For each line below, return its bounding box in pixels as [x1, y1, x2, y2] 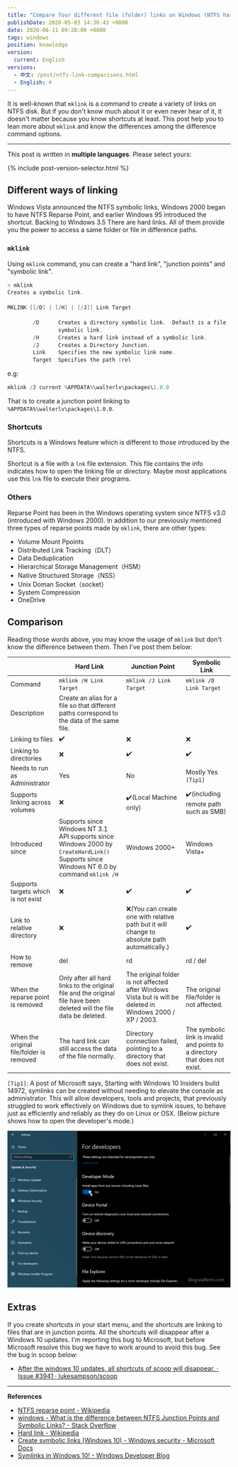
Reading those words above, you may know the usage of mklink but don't [7, 635, 222, 643]
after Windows [126, 985, 169, 993]
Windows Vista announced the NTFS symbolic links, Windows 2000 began [7, 203, 226, 212]
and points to [185, 1040, 225, 1049]
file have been [59, 996, 101, 1005]
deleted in [126, 1000, 156, 1008]
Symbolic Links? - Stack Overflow [17, 1421, 117, 1429]
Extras [7, 1302, 37, 1314]
